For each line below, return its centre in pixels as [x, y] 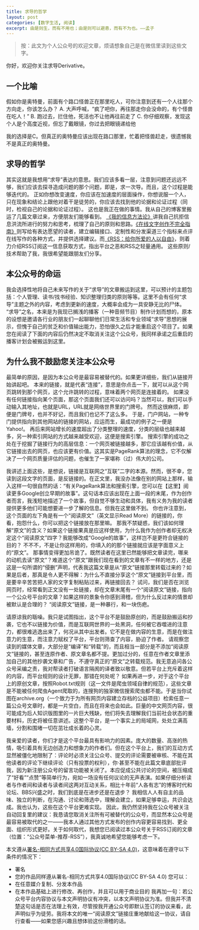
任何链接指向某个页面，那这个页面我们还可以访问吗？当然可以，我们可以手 [102, 399]
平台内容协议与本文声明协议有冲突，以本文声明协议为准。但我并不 [106, 899]
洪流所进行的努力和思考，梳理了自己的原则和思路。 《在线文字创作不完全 [98, 224]
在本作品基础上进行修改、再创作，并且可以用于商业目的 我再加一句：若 [101, 891]
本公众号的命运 [33, 274]
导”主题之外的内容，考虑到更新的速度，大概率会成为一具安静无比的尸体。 [96, 304]
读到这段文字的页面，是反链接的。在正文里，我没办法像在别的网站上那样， [97, 478]
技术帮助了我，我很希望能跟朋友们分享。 [55, 253]
